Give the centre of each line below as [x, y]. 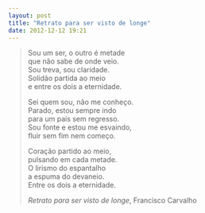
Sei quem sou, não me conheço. [80, 102]
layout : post [30, 15]
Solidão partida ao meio [66, 78]
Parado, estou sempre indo [72, 110]
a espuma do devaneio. [66, 176]
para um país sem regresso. [73, 119]
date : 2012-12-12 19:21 [48, 30]
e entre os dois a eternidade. [75, 87]
